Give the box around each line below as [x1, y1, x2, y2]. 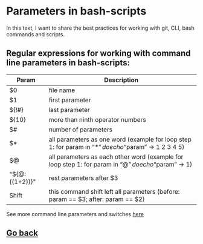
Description [104, 76, 139, 84]
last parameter [48, 105, 90, 114]
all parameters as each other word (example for [48, 153, 184, 161]
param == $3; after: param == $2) [48, 195, 145, 203]
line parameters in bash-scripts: [6, 58, 130, 68]
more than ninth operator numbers [48, 115, 146, 124]
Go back [6, 228, 38, 239]
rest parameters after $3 [48, 174, 118, 182]
